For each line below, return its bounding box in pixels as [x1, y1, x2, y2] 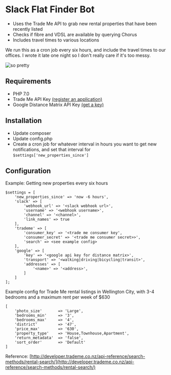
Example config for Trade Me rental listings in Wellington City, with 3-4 [5, 288, 155, 295]
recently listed [12, 26, 43, 32]
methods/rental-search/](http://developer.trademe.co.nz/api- [5, 359, 135, 365]
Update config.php [12, 135, 53, 141]
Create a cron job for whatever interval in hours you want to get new [12, 141, 157, 147]
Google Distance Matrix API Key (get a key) [12, 101, 104, 108]
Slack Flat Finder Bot [5, 4, 95, 15]
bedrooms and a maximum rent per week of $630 [5, 294, 110, 300]
